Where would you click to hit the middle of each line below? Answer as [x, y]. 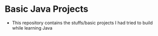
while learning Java [32, 28]
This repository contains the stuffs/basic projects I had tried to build [82, 23]
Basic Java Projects [47, 9]
